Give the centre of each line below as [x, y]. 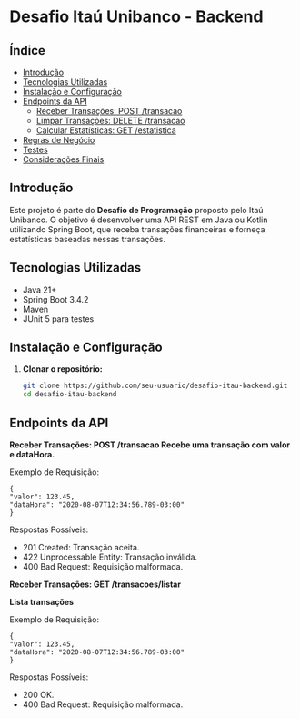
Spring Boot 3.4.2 [55, 299]
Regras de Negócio [59, 140]
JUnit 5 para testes [58, 318]
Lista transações [42, 602]
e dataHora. [32, 454]
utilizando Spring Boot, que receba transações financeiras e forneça [137, 229]
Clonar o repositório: [62, 369]
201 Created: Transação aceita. [81, 547]
